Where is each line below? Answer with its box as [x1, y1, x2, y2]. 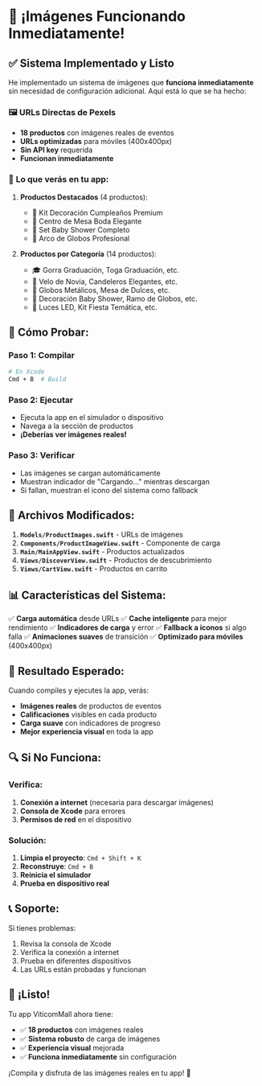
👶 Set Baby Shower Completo [31, 224, 130, 234]
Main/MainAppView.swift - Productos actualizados [19, 547, 185, 557]
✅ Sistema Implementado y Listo [8, 56, 174, 70]
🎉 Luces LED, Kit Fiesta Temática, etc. [31, 302, 158, 312]
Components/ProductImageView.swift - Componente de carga [19, 538, 221, 548]
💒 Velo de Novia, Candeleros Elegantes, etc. [31, 277, 178, 286]
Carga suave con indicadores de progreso [19, 718, 161, 728]
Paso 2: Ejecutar [8, 394, 74, 405]
